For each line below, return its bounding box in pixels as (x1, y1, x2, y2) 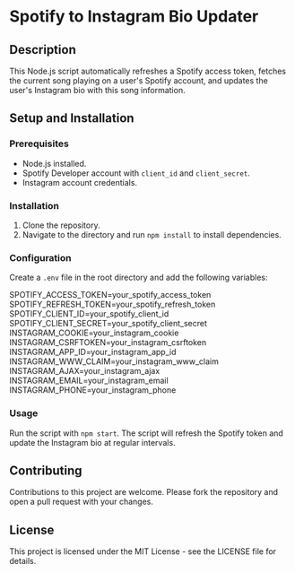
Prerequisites (9, 137, 69, 150)
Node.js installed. (22, 158, 87, 169)
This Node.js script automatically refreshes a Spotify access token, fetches (9, 65, 287, 76)
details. (9, 556, 37, 567)
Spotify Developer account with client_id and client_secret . (22, 168, 251, 178)
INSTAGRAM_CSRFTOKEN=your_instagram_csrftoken (9, 337, 207, 348)
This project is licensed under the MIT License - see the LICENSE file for (9, 546, 276, 557)
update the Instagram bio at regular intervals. (9, 437, 177, 447)
